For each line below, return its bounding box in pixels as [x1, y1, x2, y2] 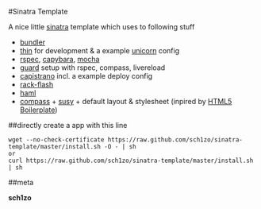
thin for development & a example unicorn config [19, 46, 180, 55]
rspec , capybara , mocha [19, 55, 100, 64]
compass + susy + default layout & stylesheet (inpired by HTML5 [19, 97, 232, 106]
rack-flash [19, 79, 54, 89]
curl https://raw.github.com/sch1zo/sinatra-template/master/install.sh [8, 157, 254, 164]
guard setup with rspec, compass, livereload [19, 63, 166, 72]
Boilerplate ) [19, 105, 58, 114]
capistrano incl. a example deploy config [19, 72, 153, 80]
